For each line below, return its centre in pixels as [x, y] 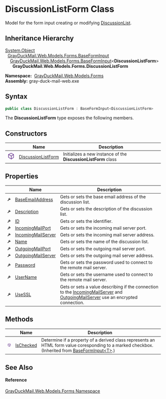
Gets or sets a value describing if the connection [109, 287]
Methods [19, 320]
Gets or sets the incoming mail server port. [103, 228]
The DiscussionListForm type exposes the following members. [70, 118]
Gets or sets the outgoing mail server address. [107, 255]
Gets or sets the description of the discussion [106, 209]
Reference [16, 380]
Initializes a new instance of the [95, 154]
